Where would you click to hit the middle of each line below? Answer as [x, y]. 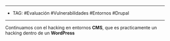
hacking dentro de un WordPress [40, 33]
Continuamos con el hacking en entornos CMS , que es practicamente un [81, 28]
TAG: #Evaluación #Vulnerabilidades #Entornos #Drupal [71, 13]
